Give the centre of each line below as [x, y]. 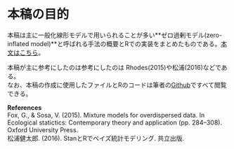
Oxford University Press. [43, 129]
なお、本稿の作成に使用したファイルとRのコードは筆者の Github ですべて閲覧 [117, 85]
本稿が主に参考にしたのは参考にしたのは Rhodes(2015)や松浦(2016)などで [114, 67]
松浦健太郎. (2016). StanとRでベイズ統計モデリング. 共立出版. [96, 138]
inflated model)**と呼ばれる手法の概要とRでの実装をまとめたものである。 [114, 43]
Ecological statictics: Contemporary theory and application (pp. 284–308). [115, 122]
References [25, 107]
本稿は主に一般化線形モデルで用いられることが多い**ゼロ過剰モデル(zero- [115, 35]
